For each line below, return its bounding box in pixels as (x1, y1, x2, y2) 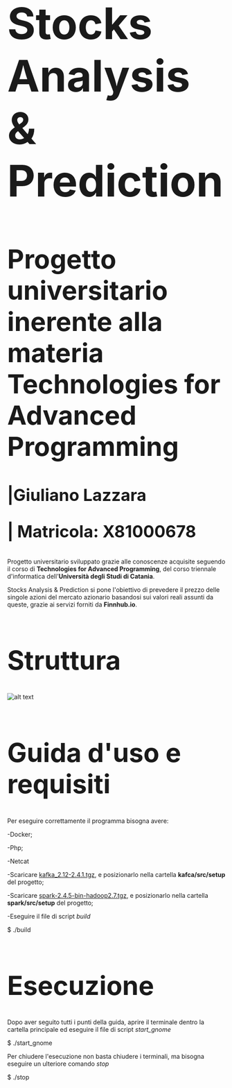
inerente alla (7, 305, 163, 337)
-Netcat (7, 857, 30, 865)
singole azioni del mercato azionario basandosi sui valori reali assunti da (7, 593, 213, 602)
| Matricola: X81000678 (7, 521, 197, 542)
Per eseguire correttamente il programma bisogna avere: (7, 817, 169, 825)
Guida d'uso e (7, 737, 181, 769)
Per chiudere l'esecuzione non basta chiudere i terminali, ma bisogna (7, 1052, 204, 1060)
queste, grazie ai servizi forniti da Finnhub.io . (7, 600, 137, 609)
